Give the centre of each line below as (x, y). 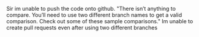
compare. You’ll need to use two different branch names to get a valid (94, 15)
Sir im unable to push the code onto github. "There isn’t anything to (91, 9)
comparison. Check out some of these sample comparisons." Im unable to (100, 21)
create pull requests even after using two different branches (82, 27)
